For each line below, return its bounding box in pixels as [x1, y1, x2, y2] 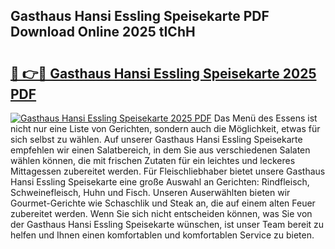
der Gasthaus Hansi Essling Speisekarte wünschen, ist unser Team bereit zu [10, 219, 325, 230]
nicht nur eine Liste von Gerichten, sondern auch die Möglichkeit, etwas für [10, 123, 321, 134]
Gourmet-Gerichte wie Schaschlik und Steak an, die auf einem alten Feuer [10, 197, 316, 209]
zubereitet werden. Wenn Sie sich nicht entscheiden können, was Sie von [10, 208, 313, 219]
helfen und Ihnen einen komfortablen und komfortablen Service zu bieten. [10, 229, 315, 241]
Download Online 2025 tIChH [10, 24, 196, 41]
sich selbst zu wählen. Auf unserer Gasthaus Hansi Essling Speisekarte [10, 134, 303, 145]
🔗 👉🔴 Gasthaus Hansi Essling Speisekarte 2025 [10, 65, 317, 82]
